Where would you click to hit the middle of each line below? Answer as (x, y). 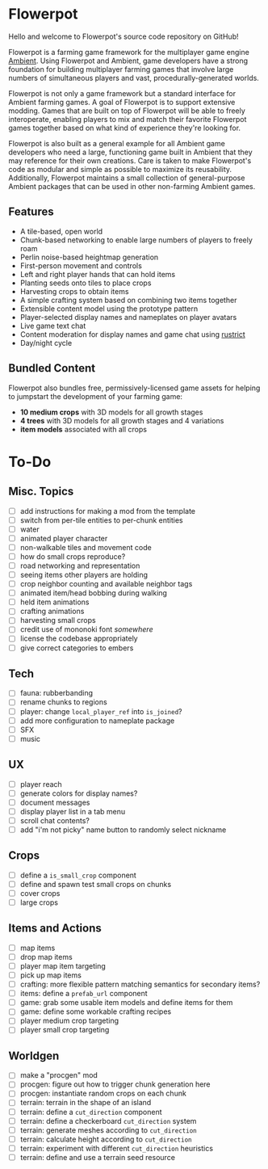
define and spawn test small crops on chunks (96, 884)
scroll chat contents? (55, 820)
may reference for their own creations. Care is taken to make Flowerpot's (130, 160)
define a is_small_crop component (78, 875)
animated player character (64, 538)
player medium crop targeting (69, 1021)
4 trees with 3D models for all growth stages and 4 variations (122, 420)
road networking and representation (80, 566)
